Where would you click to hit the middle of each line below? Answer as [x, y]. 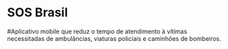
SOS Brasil [38, 13]
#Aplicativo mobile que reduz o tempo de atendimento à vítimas [97, 31]
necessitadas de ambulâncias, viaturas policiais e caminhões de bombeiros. [114, 38]
